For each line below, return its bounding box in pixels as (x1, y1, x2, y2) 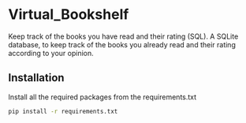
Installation (8, 71, 65, 84)
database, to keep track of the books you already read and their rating (8, 39, 237, 49)
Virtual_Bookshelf (8, 6, 129, 24)
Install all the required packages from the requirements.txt (8, 92, 197, 102)
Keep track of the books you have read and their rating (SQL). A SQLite (8, 32, 239, 41)
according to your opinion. (8, 48, 95, 58)
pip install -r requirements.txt (8, 107, 118, 115)
